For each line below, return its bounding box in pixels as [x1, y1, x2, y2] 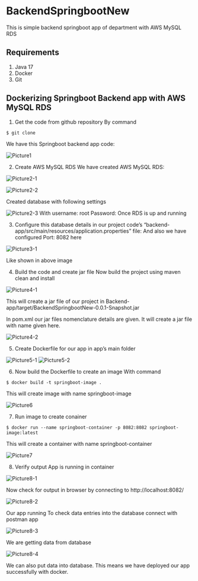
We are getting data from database [6, 539, 92, 546]
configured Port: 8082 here [14, 233, 82, 240]
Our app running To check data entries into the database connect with [6, 509, 178, 516]
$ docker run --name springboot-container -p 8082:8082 [6, 424, 147, 430]
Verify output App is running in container [14, 463, 114, 470]
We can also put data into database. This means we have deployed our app [6, 561, 190, 569]
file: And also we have [132, 227, 187, 235]
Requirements [6, 48, 59, 58]
